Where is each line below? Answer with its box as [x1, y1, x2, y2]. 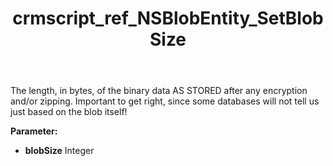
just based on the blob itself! [10, 106, 128, 118]
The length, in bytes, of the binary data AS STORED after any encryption [10, 85, 308, 97]
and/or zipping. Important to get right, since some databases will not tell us [10, 95, 320, 107]
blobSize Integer [24, 145, 95, 157]
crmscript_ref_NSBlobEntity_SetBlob [12, 7, 324, 30]
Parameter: [10, 125, 58, 137]
